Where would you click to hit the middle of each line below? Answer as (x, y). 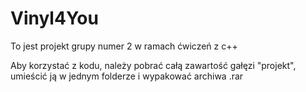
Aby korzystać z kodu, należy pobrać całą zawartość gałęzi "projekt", (153, 65)
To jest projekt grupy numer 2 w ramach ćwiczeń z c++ (124, 46)
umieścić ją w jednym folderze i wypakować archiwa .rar (127, 76)
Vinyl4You (54, 18)
